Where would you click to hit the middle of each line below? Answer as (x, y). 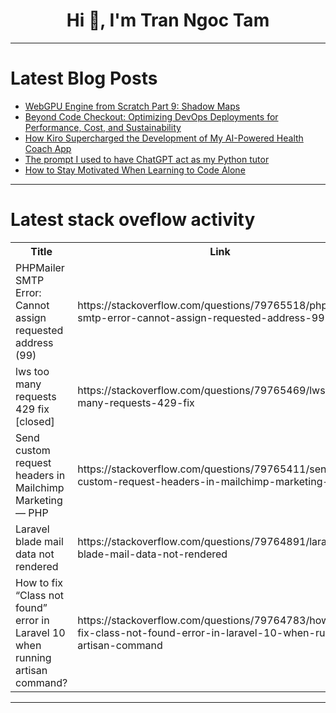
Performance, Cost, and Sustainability (103, 127)
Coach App (48, 148)
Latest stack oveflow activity (133, 220)
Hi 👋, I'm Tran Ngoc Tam (168, 20)
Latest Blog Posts (84, 78)
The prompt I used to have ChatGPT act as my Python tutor (147, 159)
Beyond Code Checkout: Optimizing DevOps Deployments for (151, 116)
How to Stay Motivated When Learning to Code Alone (135, 170)
